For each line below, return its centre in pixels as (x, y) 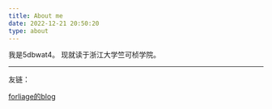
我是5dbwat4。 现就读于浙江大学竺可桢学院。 (84, 55)
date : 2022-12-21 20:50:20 (54, 23)
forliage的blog (32, 97)
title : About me (36, 16)
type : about (28, 31)
